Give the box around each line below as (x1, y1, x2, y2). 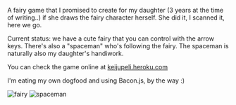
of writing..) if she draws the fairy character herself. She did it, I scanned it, (7, 13, 225, 22)
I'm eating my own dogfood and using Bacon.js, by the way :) (7, 76, 185, 85)
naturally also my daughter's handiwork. (7, 49, 124, 57)
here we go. (7, 21, 42, 29)
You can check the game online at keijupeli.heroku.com (7, 63, 168, 71)
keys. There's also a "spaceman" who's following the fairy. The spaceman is (7, 42, 229, 50)
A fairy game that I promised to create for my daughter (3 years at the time (7, 6, 224, 14)
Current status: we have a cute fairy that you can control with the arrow (7, 34, 215, 43)
